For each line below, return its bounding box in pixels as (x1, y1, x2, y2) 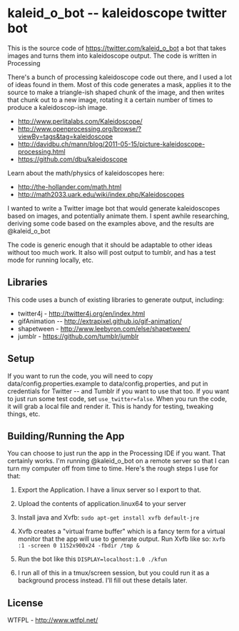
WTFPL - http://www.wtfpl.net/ (7, 616, 98, 625)
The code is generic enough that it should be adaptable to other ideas (7, 241, 213, 249)
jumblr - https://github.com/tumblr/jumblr (17, 332, 139, 340)
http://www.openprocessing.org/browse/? (17, 124, 141, 133)
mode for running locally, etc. (7, 256, 94, 264)
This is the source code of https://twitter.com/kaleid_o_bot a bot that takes (7, 44, 227, 52)
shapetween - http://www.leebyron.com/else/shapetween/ (17, 324, 190, 333)
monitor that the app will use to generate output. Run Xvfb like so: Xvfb (17, 535, 226, 543)
